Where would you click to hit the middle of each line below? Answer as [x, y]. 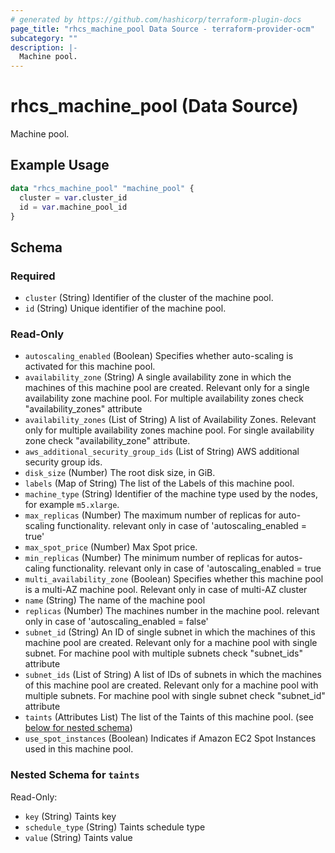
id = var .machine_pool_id [73, 207]
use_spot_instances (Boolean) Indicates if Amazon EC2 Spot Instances [170, 738]
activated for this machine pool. [90, 367]
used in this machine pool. [79, 749]
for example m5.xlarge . [72, 505]
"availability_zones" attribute [83, 409]
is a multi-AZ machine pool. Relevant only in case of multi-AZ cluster [166, 590]
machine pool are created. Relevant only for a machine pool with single [171, 643]
